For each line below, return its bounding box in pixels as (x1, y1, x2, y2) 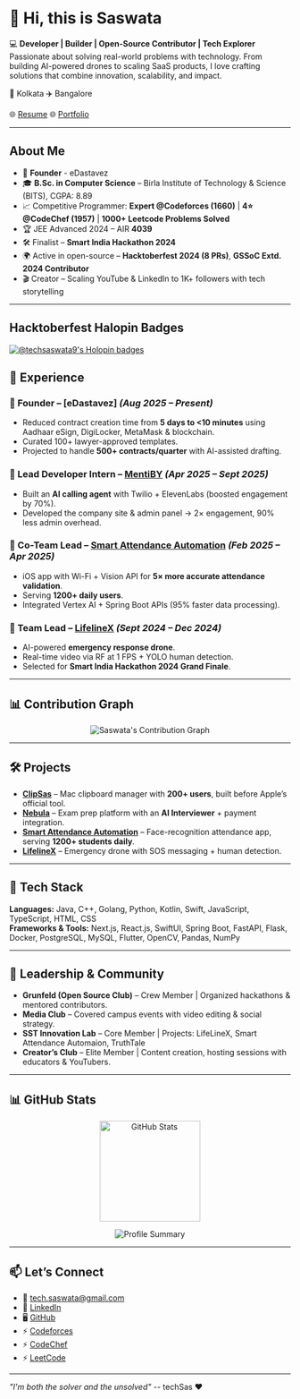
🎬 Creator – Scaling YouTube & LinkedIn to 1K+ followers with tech (21, 273, 266, 284)
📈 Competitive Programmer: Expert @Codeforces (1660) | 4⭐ (21, 200, 254, 211)
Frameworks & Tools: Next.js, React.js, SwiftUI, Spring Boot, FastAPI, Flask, (9, 922, 288, 934)
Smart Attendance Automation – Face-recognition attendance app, (21, 826, 272, 837)
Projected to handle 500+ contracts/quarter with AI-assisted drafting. (21, 446, 282, 456)
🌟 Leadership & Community (9, 966, 165, 981)
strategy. (21, 1019, 55, 1029)
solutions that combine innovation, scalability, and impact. (9, 70, 222, 81)
